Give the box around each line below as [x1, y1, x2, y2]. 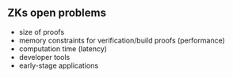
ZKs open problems [7, 6, 106, 20]
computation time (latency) [18, 43, 108, 54]
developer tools [18, 52, 71, 61]
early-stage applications [18, 61, 99, 70]
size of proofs [18, 27, 65, 36]
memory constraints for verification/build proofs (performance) [18, 35, 225, 45]
